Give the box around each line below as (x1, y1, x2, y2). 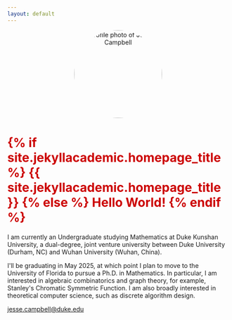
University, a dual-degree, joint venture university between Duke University (7, 240, 226, 248)
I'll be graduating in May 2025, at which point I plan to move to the (7, 261, 199, 269)
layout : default (7, 10, 55, 18)
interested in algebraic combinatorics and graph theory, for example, (7, 276, 206, 285)
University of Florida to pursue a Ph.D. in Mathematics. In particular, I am (7, 269, 217, 277)
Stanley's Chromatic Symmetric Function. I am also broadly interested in (7, 283, 217, 292)
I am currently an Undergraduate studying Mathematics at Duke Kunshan (7, 233, 219, 241)
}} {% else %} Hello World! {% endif (7, 194, 221, 210)
